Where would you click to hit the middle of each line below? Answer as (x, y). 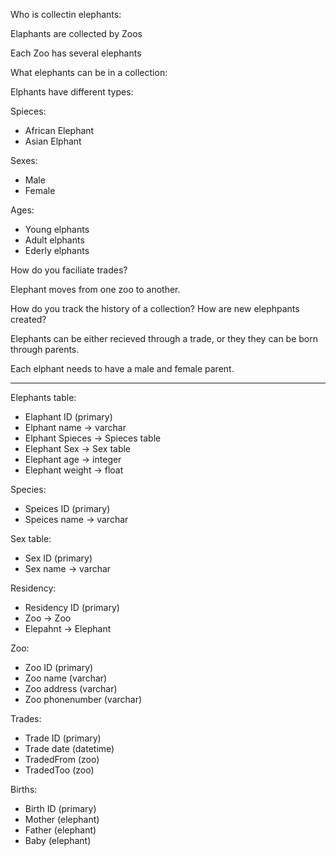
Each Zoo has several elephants (76, 53)
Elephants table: (43, 397)
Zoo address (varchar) (71, 688)
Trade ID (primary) (63, 738)
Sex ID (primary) (58, 558)
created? (28, 319)
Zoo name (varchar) (66, 678)
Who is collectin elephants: (66, 14)
